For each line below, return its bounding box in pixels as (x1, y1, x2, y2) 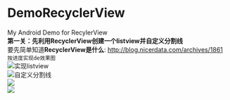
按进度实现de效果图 (7, 54, 56, 61)
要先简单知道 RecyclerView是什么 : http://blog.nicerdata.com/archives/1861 (7, 45, 224, 54)
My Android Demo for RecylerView (7, 28, 108, 37)
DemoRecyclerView (7, 5, 125, 21)
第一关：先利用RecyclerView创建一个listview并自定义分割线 (7, 37, 183, 45)
